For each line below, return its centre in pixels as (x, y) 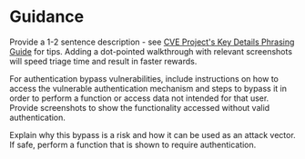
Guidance (47, 17)
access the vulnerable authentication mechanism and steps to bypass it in (148, 88)
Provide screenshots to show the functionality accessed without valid (140, 107)
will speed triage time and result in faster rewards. (103, 61)
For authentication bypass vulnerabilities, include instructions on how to (144, 78)
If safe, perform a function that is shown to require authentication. (133, 144)
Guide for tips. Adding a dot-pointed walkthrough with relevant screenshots (151, 51)
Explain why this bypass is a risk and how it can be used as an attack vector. (152, 134)
